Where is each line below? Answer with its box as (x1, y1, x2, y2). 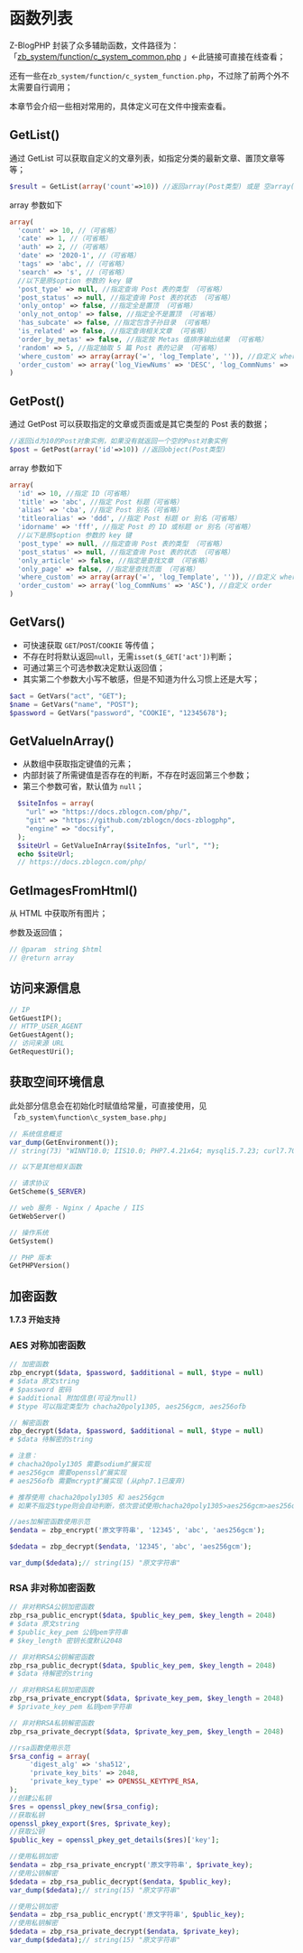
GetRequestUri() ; (9, 1047, 75, 1056)
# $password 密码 (9, 1385, 72, 1394)
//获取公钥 (9, 1827, 45, 1837)
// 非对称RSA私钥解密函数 (9, 1718, 95, 1727)
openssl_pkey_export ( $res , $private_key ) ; (9, 1818, 171, 1828)
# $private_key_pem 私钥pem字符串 (9, 1703, 133, 1712)
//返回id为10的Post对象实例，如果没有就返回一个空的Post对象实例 (9, 437, 227, 446)
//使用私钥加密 (9, 1852, 59, 1861)
